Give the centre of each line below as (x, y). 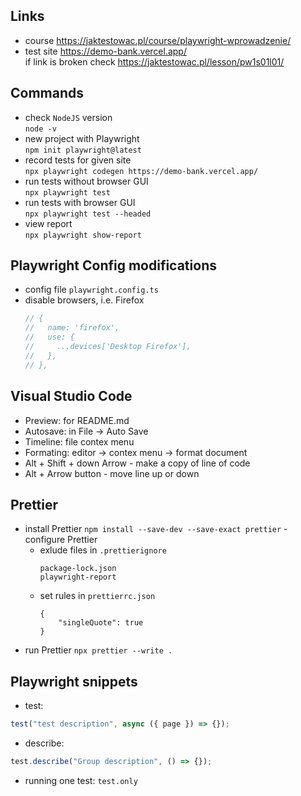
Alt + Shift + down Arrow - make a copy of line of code (137, 463)
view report (48, 223)
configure (45, 540)
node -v (40, 129)
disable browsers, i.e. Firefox (84, 300)
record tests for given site (78, 160)
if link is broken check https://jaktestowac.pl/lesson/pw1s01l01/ (154, 61)
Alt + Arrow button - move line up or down (112, 473)
